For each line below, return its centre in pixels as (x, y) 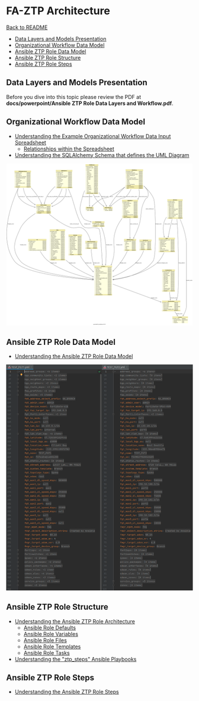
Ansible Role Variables (51, 634)
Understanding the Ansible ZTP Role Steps (67, 692)
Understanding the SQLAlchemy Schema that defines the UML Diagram (102, 155)
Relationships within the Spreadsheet (69, 149)
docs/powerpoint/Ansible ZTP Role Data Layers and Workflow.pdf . (90, 103)
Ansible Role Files (45, 640)
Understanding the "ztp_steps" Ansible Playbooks (76, 659)
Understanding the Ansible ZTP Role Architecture (75, 621)
